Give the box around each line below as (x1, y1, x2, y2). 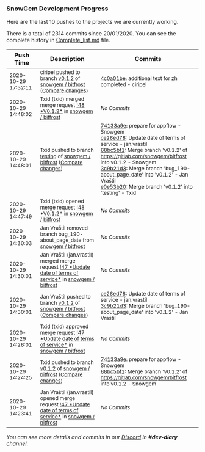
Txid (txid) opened (40, 198, 84, 205)
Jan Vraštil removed (40, 225, 88, 231)
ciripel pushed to (40, 69, 81, 76)
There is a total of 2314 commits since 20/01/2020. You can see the (6, 30, 176, 37)
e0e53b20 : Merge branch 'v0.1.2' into (100, 183, 193, 191)
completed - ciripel (100, 81, 147, 88)
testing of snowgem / (40, 153, 91, 160)
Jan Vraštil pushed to (40, 293, 91, 301)
